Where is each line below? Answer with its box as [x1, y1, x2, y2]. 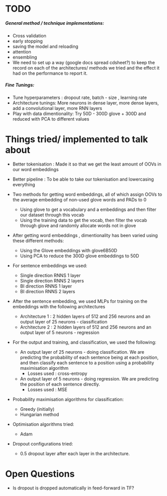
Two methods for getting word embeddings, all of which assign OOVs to [12, 191, 162, 197]
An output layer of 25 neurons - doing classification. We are [20, 349, 145, 355]
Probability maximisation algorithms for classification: [12, 397, 124, 403]
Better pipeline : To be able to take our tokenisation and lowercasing [12, 176, 154, 182]
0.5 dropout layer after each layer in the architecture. [20, 451, 130, 457]
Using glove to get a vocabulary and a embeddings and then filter [20, 206, 156, 212]
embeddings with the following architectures [12, 304, 105, 310]
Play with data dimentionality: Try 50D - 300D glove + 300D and [12, 111, 146, 117]
